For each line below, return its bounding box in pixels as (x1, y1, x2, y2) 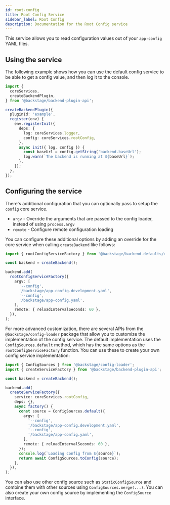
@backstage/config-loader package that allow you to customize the (5, 331, 145, 337)
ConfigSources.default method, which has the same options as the (5, 342, 145, 348)
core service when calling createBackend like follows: (5, 241, 115, 248)
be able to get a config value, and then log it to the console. (5, 74, 130, 80)
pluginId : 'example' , (10, 112, 56, 117)
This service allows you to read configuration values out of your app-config (5, 35, 162, 41)
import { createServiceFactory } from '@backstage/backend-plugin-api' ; (5, 367, 162, 372)
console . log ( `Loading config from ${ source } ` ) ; (18, 451, 121, 456)
